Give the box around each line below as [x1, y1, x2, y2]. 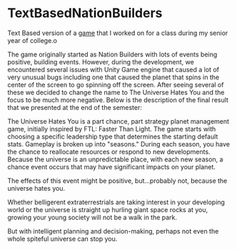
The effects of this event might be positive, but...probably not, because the [7, 176, 228, 185]
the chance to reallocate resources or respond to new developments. [7, 147, 211, 156]
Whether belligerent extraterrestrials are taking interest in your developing [7, 198, 225, 206]
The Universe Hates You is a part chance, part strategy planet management [7, 116, 230, 126]
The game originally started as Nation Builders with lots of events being [7, 50, 218, 59]
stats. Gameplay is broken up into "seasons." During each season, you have [7, 139, 231, 148]
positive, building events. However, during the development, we [7, 57, 194, 66]
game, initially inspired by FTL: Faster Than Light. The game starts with [7, 124, 216, 133]
